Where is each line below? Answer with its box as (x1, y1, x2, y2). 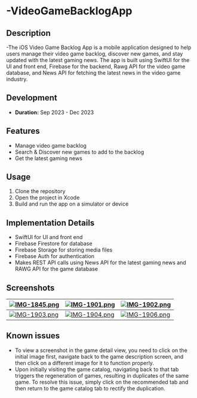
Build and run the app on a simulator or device (14, 200, 129, 207)
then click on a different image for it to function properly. (14, 359, 154, 366)
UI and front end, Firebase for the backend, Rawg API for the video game (6, 63, 186, 70)
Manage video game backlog (14, 142, 87, 149)
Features (6, 126, 40, 136)
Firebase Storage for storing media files (14, 246, 113, 253)
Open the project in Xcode (14, 194, 80, 201)
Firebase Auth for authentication (14, 253, 94, 260)
